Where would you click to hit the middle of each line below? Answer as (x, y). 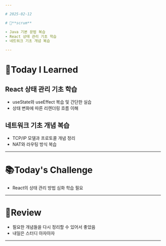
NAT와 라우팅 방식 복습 (34, 144)
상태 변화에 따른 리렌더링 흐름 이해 (45, 108)
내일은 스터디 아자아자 (34, 233)
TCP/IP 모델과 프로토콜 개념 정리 (44, 138)
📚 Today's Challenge (49, 170)
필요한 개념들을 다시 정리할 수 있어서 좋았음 (54, 227)
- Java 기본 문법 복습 (25, 32)
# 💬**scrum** (19, 23)
